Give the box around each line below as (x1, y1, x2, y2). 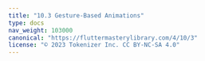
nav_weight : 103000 (8, 26, 73, 34)
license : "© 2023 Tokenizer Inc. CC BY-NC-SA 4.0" (8, 41, 180, 49)
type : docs (8, 19, 45, 27)
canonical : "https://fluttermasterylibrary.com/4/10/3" (8, 33, 198, 42)
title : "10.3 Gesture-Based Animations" (8, 11, 145, 20)
